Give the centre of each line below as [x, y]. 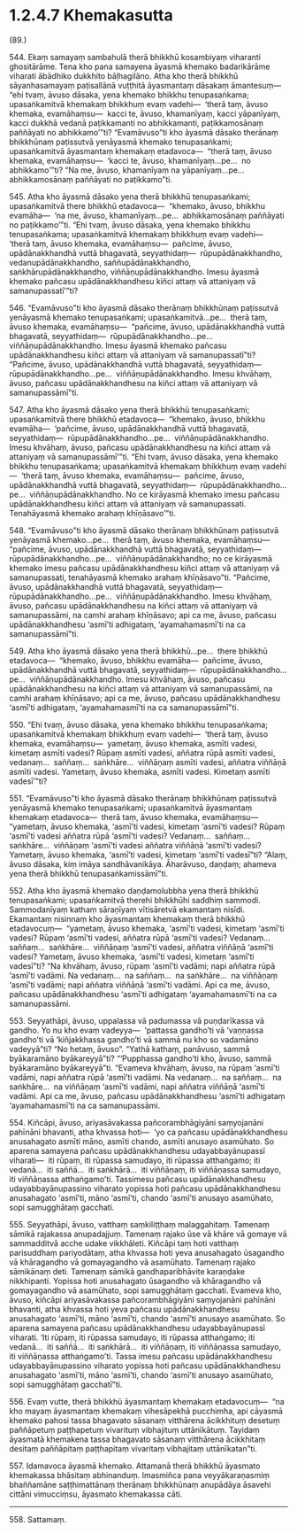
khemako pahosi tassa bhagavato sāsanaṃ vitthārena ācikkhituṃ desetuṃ [145, 1420]
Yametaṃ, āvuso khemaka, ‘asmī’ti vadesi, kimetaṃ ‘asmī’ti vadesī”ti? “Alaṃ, [148, 855]
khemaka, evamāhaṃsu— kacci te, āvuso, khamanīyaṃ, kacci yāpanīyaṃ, [145, 113]
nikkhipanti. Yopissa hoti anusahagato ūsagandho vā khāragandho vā [135, 1281]
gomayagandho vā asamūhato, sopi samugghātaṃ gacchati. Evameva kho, [145, 1290]
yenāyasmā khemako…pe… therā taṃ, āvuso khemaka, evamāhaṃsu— [140, 539]
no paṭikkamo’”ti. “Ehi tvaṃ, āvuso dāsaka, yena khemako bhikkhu [130, 225]
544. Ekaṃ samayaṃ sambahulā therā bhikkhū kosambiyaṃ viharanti [135, 57]
